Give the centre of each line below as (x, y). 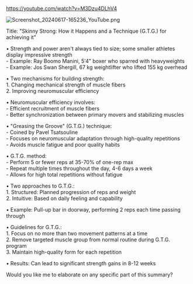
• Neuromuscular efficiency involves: (51, 102)
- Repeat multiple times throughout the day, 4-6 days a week (80, 168)
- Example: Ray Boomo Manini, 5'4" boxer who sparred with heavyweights (96, 61)
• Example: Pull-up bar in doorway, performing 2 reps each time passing (93, 209)
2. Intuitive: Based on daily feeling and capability (64, 198)
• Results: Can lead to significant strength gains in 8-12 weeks (81, 263)
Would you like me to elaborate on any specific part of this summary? (89, 275)
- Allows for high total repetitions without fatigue (64, 174)
